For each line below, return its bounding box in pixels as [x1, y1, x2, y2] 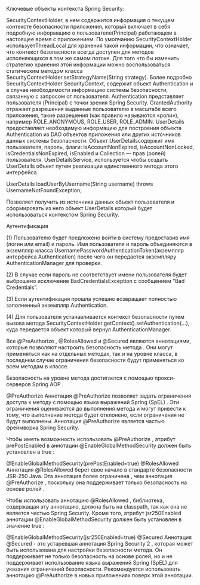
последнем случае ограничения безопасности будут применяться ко [6, 356, 184, 364]
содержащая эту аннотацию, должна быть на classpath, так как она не [6, 503, 187, 510]
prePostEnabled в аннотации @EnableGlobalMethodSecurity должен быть [6, 442, 192, 449]
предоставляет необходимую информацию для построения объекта [6, 125, 182, 131]
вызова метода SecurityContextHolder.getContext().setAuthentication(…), [6, 319, 190, 327]
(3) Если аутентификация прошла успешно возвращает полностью [6, 295, 177, 302]
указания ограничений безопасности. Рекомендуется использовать [6, 565, 181, 572]
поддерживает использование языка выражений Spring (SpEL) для [6, 559, 178, 566]
